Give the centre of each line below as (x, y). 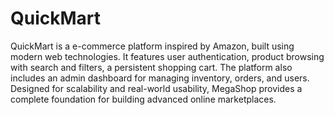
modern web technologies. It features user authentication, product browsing (167, 56)
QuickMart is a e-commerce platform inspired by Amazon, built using (152, 46)
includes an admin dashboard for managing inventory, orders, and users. (160, 78)
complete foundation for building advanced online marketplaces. (143, 99)
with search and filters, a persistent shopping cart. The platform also (151, 67)
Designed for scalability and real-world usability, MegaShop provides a (156, 88)
